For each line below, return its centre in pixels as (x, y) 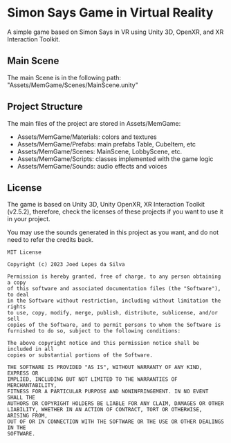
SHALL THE (21, 398)
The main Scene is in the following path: (64, 77)
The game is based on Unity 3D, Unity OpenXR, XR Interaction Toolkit (106, 205)
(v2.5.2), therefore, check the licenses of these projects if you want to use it (115, 211)
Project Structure (45, 107)
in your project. (29, 219)
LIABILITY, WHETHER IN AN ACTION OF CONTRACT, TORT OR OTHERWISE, (105, 410)
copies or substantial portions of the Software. (80, 355)
